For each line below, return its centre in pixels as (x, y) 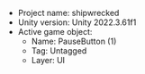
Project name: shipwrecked (68, 13)
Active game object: (55, 32)
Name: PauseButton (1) (74, 41)
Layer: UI (48, 60)
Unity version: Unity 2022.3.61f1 (77, 22)
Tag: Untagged (59, 51)
